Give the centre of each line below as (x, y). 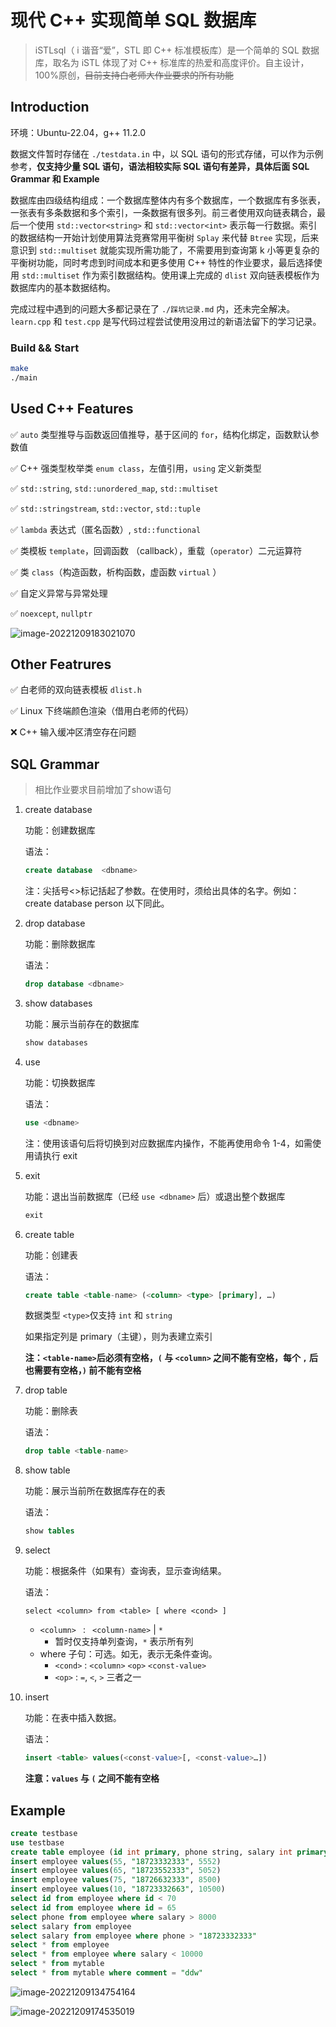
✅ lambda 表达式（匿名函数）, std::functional (106, 529)
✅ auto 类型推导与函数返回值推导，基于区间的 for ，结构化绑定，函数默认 (160, 434)
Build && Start (45, 348)
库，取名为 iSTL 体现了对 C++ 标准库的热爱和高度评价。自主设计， (172, 62)
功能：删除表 (51, 1411)
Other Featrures (61, 664)
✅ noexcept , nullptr (51, 613)
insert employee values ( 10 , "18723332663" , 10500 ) (118, 1889)
